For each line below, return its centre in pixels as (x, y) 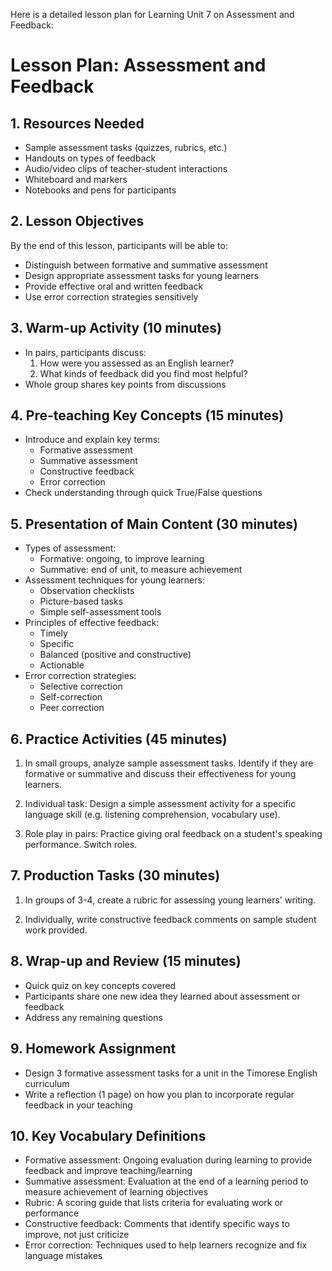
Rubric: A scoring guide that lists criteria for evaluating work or (154, 1203)
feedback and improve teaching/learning (108, 1171)
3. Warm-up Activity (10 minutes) (116, 328)
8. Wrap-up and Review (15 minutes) (126, 961)
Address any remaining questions (93, 1017)
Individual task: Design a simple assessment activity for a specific (160, 804)
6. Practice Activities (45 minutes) (119, 739)
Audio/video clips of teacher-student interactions (126, 168)
